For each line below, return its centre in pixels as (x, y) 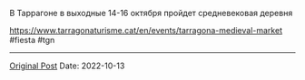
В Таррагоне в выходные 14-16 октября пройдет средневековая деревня (151, 13)
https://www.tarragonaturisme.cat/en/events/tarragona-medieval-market (146, 30)
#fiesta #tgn (32, 40)
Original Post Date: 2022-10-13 (67, 66)
